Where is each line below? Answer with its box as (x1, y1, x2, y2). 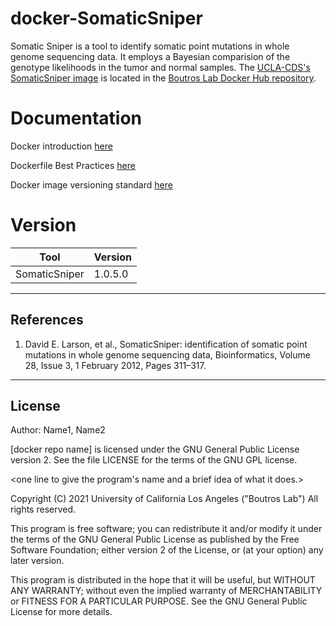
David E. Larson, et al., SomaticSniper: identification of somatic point (24, 338, 308, 350)
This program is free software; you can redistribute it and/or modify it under (10, 523, 323, 535)
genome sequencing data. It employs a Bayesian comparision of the (10, 50, 291, 62)
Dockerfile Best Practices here (10, 159, 136, 171)
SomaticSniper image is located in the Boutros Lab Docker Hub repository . (10, 72, 317, 84)
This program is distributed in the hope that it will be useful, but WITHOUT (10, 574, 316, 586)
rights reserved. (10, 503, 77, 516)
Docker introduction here (10, 140, 113, 152)
